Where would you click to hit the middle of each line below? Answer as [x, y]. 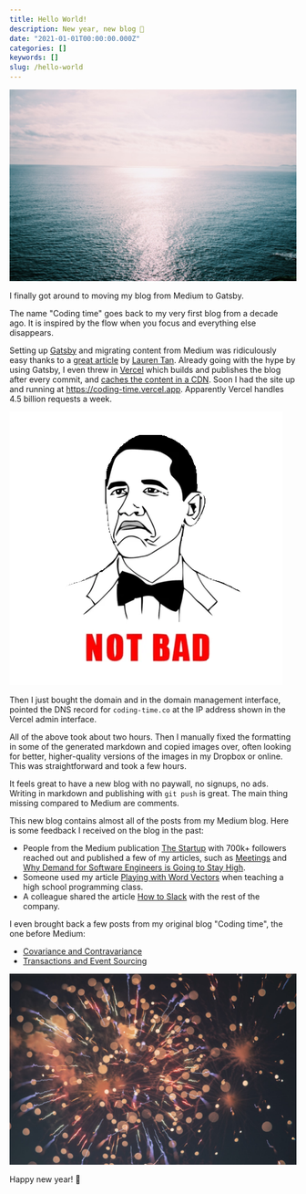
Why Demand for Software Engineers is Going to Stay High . [134, 867]
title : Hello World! [49, 19]
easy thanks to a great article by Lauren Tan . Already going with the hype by [153, 359]
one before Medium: [48, 933]
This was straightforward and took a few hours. [98, 765]
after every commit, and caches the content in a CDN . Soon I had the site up [153, 379]
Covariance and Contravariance [82, 951]
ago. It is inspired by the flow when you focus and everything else [133, 323]
